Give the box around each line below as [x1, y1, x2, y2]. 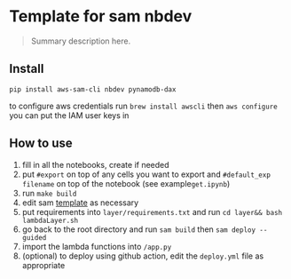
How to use [9, 136, 73, 151]
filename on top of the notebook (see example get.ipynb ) [21, 178, 231, 188]
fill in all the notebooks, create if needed [21, 159, 170, 170]
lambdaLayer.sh [21, 216, 79, 225]
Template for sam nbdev [9, 6, 193, 27]
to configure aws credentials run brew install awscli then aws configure [9, 100, 278, 111]
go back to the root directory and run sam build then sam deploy [21, 224, 256, 235]
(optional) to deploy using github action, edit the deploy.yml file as [21, 251, 264, 261]
